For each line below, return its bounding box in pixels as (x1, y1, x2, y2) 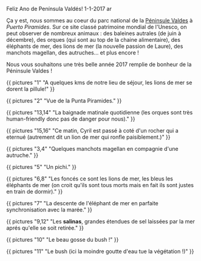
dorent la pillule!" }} (6, 85, 55, 93)
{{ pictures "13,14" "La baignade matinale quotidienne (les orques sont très (6, 109, 193, 116)
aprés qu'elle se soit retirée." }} (6, 224, 84, 231)
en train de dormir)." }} (6, 188, 63, 195)
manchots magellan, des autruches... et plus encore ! (6, 49, 140, 56)
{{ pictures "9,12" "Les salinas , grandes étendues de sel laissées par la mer (6, 218, 196, 225)
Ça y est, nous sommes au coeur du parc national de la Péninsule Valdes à (6, 17, 193, 24)
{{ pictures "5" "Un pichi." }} (6, 164, 77, 170)
